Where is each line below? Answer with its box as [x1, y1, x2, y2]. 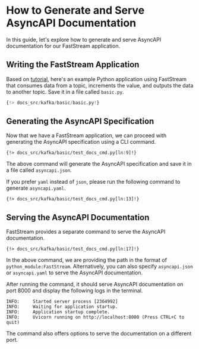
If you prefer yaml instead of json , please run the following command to [6, 178, 181, 186]
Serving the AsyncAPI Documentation [6, 212, 150, 223]
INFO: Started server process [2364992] [6, 299, 118, 305]
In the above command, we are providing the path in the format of [6, 257, 168, 264]
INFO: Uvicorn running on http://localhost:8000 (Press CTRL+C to [6, 314, 185, 320]
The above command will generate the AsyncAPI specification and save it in [6, 160, 192, 168]
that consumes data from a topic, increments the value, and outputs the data [6, 82, 194, 89]
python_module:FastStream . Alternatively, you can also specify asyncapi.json [6, 263, 193, 270]
